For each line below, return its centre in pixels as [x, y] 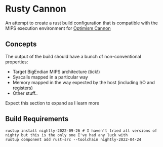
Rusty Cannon [36, 9]
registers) [23, 88]
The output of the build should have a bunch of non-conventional [73, 56]
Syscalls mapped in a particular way [50, 77]
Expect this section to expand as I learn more [52, 103]
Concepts [21, 44]
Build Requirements [37, 119]
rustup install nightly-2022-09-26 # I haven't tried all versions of [81, 131]
